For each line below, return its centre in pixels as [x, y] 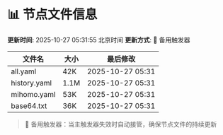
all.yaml [24, 71]
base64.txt [29, 105]
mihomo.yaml [33, 94]
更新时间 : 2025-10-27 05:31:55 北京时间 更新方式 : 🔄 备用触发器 [99, 40]
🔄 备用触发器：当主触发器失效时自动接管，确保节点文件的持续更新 [121, 124]
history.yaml [31, 83]
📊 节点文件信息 [52, 14]
